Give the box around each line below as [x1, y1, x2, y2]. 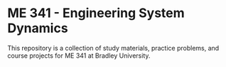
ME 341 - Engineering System [7, 5, 185, 21]
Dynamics [7, 20, 69, 36]
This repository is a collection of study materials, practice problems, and [7, 43, 220, 52]
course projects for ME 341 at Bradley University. [7, 51, 151, 60]
